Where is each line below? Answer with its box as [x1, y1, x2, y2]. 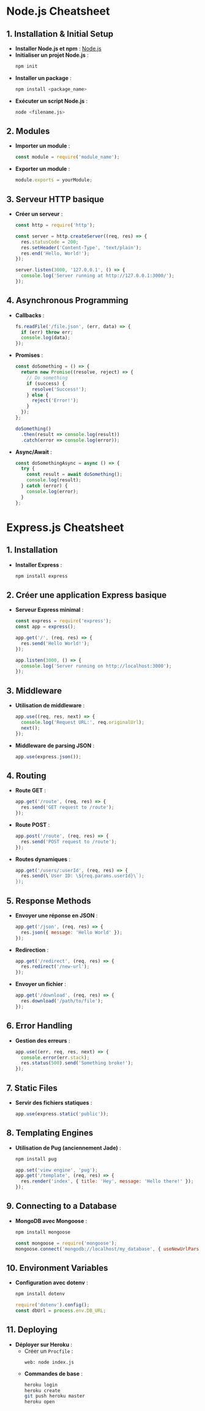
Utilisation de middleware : [15, 702, 85, 709]
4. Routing [6, 770, 47, 781]
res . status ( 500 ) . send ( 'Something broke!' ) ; [21, 1060, 133, 1066]
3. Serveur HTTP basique [6, 194, 105, 205]
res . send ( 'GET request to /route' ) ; [21, 804, 114, 811]
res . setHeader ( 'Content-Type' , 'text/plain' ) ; [21, 244, 142, 250]
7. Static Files [6, 1083, 58, 1093]
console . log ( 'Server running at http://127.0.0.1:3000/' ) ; [21, 273, 175, 279]
